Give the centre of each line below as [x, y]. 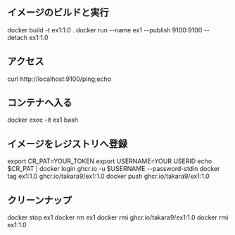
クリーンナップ [39, 200]
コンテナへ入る [40, 103]
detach [18, 37]
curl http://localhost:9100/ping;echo [59, 79]
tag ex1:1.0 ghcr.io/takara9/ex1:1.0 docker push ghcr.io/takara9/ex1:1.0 [108, 176]
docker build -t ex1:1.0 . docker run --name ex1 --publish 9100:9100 [105, 30]
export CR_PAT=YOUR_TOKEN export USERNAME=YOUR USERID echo [110, 161]
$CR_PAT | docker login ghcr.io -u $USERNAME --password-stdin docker [114, 169]
